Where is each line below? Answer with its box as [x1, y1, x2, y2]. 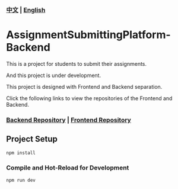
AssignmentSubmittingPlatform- [6, 28, 171, 41]
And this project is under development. [6, 72, 101, 79]
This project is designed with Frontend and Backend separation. [6, 83, 163, 90]
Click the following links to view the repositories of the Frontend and [6, 94, 173, 102]
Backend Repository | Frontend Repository [6, 116, 132, 124]
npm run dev [6, 177, 36, 183]
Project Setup [6, 134, 58, 144]
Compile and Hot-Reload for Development [6, 164, 129, 172]
